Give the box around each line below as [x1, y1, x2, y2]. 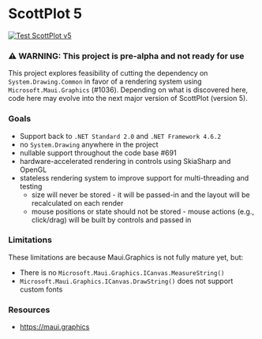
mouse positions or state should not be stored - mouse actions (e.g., [31, 207, 255, 216]
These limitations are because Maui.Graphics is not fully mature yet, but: [8, 252, 244, 262]
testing [19, 181, 43, 191]
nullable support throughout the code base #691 [19, 147, 177, 158]
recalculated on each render [31, 198, 124, 207]
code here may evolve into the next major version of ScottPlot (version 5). [8, 94, 249, 103]
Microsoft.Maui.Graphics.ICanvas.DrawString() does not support [19, 276, 234, 285]
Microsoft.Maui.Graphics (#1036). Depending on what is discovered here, [8, 85, 249, 95]
